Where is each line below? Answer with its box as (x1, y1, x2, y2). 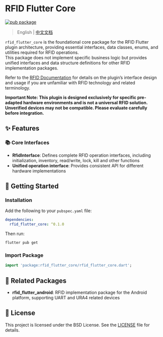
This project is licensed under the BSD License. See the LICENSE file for (5, 322, 150, 328)
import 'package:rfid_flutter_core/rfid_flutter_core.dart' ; (5, 263, 132, 268)
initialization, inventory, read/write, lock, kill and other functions (12, 157, 140, 163)
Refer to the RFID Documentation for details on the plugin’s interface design (5, 74, 157, 80)
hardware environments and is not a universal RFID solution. (23, 99, 148, 105)
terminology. (5, 85, 31, 91)
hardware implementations (12, 168, 66, 174)
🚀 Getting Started (5, 182, 59, 191)
